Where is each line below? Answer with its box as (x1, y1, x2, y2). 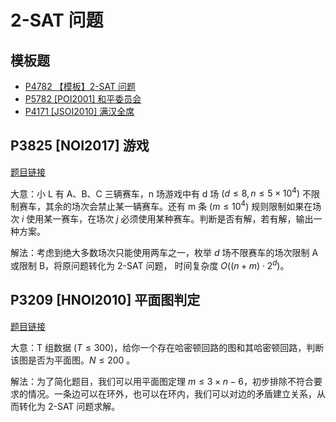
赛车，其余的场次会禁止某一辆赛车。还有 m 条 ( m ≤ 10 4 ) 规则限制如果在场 (18, 199, 322, 213)
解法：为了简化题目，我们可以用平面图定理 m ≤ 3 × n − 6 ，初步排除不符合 (10, 375, 314, 387)
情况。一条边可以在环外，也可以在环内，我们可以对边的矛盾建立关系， (27, 387, 317, 400)
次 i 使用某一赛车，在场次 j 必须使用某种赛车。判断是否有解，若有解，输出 (10, 213, 314, 225)
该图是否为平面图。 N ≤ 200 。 (10, 354, 136, 366)
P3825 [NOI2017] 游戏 (10, 137, 150, 155)
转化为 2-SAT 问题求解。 (18, 400, 121, 412)
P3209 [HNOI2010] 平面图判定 (10, 292, 201, 309)
